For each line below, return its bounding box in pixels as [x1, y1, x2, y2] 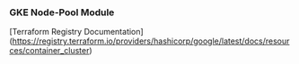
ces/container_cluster [9, 45, 90, 56]
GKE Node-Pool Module [9, 6, 115, 19]
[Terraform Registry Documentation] [9, 27, 144, 37]
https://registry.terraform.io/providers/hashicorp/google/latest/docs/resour [12, 36, 290, 46]
